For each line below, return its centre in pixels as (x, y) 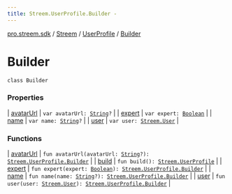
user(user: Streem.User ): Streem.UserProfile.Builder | (89, 184)
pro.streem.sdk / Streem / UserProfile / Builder (74, 33)
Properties (26, 98)
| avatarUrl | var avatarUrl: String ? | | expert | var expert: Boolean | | (110, 113)
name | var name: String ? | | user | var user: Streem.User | (93, 120)
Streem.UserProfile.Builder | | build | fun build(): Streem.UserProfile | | (115, 161)
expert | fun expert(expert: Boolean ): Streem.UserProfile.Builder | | (109, 169)
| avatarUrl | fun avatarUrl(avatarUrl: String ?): (78, 154)
